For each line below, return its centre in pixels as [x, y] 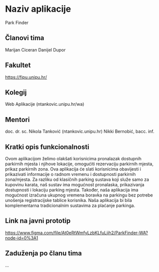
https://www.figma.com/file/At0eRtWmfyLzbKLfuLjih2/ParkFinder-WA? [77, 233]
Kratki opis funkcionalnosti [47, 147]
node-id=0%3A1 [22, 238]
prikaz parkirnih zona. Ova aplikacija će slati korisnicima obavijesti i [73, 169]
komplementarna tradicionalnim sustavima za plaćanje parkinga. [70, 205]
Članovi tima [25, 38]
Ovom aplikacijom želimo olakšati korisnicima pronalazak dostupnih [73, 159]
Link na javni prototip [38, 221]
